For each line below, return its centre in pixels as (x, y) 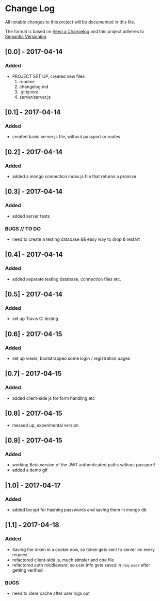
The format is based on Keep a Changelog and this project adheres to (75, 31)
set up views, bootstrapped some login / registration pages (71, 358)
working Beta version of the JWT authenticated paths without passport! (83, 465)
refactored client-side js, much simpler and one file (63, 560)
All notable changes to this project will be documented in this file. (70, 22)
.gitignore (29, 92)
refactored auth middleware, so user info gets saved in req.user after (81, 565)
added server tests (31, 216)
